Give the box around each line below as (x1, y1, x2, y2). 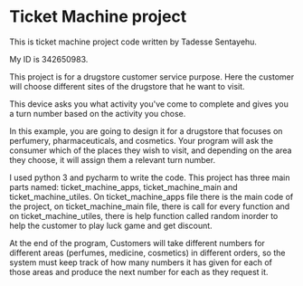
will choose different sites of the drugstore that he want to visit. (9, 81, 246, 91)
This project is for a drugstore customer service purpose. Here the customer (9, 71, 295, 82)
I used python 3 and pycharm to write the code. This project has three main (9, 172, 290, 183)
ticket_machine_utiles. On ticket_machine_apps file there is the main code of (9, 191, 294, 202)
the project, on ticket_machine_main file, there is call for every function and (9, 201, 290, 212)
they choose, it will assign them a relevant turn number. (9, 154, 215, 165)
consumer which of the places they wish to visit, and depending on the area (9, 145, 292, 156)
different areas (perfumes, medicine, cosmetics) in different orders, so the (9, 247, 286, 258)
